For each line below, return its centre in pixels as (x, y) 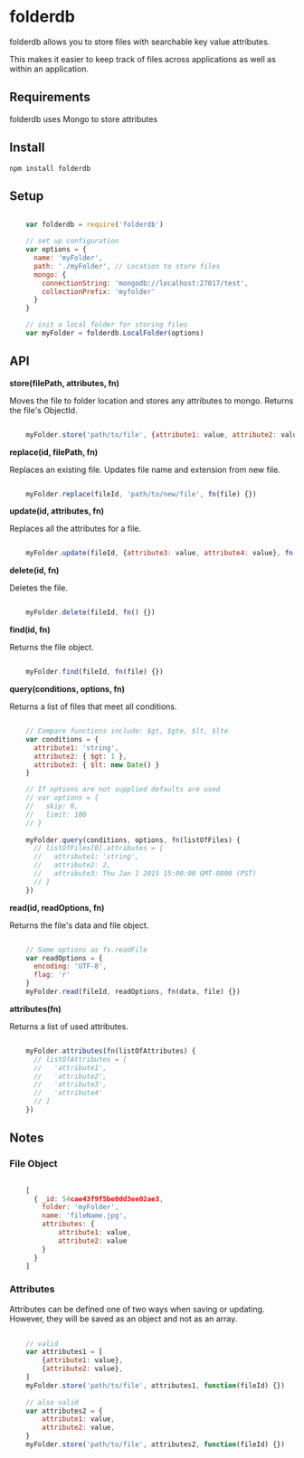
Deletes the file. (38, 588)
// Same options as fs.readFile (86, 950)
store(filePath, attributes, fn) (65, 383)
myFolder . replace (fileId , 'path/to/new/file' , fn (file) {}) (141, 494)
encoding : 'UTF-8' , (70, 966)
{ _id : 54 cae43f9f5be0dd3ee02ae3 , (99, 1199)
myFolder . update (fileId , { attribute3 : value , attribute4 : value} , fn (160, 554)
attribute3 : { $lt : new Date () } (96, 765)
